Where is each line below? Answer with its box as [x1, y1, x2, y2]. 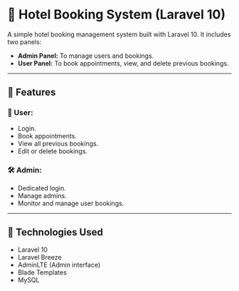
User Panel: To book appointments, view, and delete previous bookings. [17, 58, 229, 67]
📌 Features [7, 86, 56, 98]
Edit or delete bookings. [17, 146, 87, 155]
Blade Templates [17, 267, 68, 277]
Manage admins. [17, 191, 67, 200]
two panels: [7, 37, 42, 46]
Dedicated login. [17, 183, 66, 192]
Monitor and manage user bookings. [17, 199, 124, 208]
